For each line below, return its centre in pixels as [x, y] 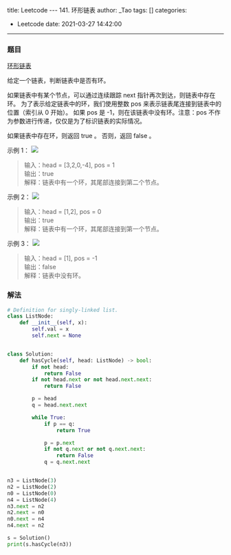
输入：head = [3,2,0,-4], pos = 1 [69, 165]
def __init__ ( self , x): [54, 323]
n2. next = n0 [26, 513]
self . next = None [56, 336]
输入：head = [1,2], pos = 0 [63, 212]
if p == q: [59, 424]
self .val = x [51, 329]
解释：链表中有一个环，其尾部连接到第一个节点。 [93, 229]
